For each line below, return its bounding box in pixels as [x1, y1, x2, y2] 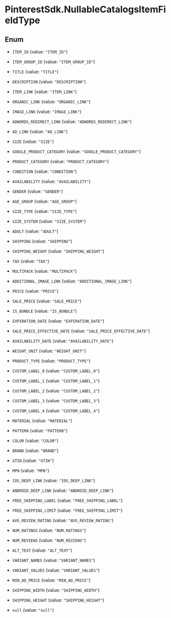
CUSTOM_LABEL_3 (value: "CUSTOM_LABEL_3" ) [12, 398, 100, 403]
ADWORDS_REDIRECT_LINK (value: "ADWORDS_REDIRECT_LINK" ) [12, 118, 132, 125]
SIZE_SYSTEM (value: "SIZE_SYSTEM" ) [12, 218, 87, 224]
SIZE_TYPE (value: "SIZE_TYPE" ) [12, 208, 77, 214]
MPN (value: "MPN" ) [12, 467, 50, 473]
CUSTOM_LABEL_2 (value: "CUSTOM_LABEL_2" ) [12, 387, 100, 394]
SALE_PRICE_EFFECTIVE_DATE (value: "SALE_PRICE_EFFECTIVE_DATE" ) [12, 328, 151, 334]
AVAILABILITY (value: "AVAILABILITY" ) [12, 179, 91, 184]
